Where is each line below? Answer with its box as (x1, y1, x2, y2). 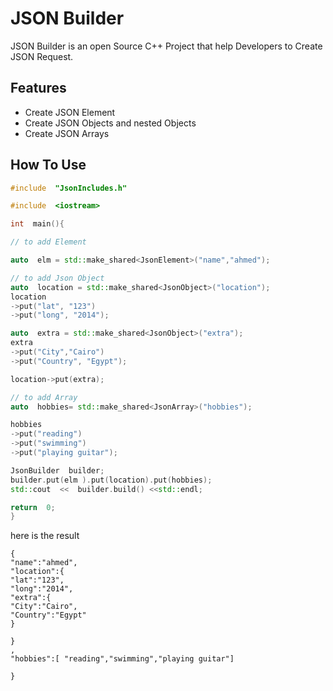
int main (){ (10, 219, 65, 229)
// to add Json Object (10, 273, 105, 283)
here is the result (10, 530, 80, 542)
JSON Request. (10, 50, 74, 62)
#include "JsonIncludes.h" (10, 183, 128, 193)
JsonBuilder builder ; (10, 465, 105, 476)
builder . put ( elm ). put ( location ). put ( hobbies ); (10, 475, 213, 485)
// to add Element (10, 237, 87, 247)
